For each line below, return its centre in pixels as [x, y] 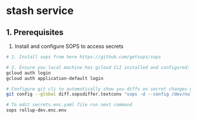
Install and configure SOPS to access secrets [69, 46]
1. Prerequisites [35, 32]
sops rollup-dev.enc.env [36, 110]
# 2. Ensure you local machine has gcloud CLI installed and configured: [98, 67]
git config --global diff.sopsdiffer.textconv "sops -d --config [87, 94]
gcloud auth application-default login [55, 78]
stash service [40, 11]
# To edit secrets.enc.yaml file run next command [69, 105]
